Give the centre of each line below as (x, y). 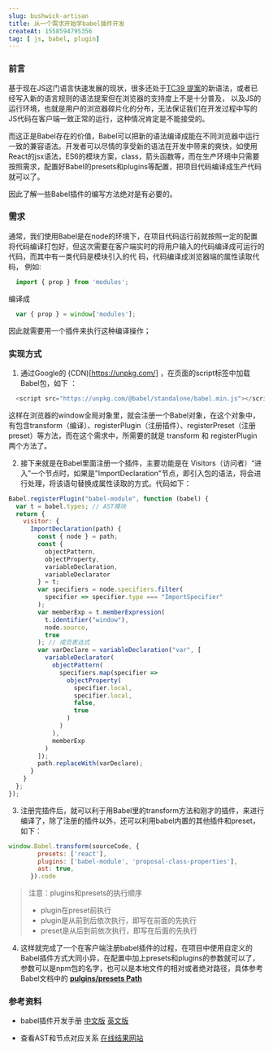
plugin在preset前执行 (76, 910)
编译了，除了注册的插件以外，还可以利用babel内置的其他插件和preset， (140, 820)
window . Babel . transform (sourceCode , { (74, 846)
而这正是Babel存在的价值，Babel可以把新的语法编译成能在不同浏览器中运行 (134, 136)
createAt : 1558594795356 (50, 31)
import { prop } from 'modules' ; (72, 282)
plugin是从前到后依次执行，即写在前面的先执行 (119, 921)
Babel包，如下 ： (48, 383)
